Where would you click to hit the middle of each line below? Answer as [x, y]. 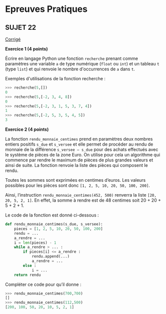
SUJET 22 [21, 27]
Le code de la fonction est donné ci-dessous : [52, 215]
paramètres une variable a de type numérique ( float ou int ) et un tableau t [82, 64]
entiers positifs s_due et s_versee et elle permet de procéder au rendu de [79, 144]
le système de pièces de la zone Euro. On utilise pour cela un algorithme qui [83, 155]
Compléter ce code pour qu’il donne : [43, 284]
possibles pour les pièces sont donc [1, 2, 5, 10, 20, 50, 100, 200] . [78, 185]
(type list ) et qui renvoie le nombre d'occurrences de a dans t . [70, 69]
